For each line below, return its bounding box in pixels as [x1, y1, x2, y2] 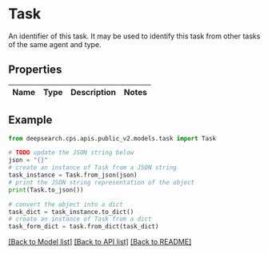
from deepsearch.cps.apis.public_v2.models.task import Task [8, 134, 217, 142]
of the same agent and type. [8, 39, 102, 49]
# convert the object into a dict [8, 200, 124, 208]
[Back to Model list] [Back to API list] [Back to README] [8, 237, 192, 247]
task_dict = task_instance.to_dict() [8, 208, 134, 216]
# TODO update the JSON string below [8, 149, 134, 157]
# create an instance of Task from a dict [8, 215, 152, 224]
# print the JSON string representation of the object [8, 178, 195, 186]
